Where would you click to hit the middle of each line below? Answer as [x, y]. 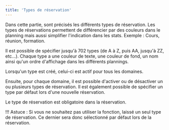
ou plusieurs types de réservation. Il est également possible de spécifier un [84, 87]
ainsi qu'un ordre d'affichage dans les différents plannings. [67, 61]
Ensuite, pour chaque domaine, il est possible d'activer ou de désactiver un [84, 81]
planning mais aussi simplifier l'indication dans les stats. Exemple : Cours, [82, 35]
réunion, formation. [25, 41]
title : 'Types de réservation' [38, 10]
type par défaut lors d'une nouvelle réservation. [55, 92]
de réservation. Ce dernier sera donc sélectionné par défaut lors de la [78, 117]
